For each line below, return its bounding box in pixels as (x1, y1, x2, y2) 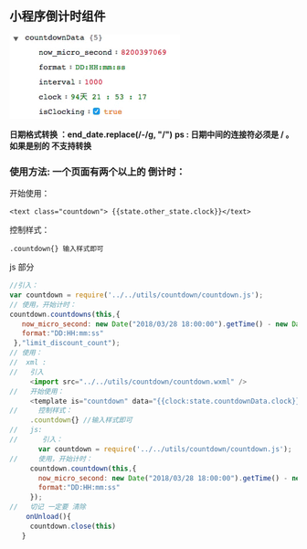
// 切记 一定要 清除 (9, 502, 87, 512)
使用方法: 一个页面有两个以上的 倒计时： (9, 165, 185, 178)
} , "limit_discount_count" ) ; (13, 339, 121, 348)
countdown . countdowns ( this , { (9, 310, 121, 319)
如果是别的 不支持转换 (9, 140, 92, 151)
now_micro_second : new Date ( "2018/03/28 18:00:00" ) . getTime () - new (21, 319, 288, 329)
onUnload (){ (26, 512, 71, 522)
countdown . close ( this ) (29, 522, 117, 531)
